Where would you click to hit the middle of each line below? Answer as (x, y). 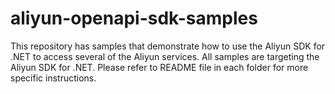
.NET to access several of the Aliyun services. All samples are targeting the (165, 56)
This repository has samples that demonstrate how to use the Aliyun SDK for (168, 46)
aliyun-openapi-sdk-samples (134, 18)
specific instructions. (53, 78)
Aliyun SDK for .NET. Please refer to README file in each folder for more (159, 67)
